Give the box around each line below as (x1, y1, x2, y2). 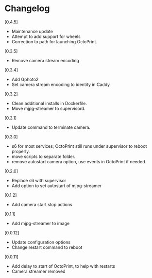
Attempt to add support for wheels (11, 34, 81, 39)
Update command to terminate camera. (11, 124, 91, 130)
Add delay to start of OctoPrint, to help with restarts (11, 263, 115, 269)
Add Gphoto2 (11, 76, 39, 82)
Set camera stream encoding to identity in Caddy (11, 81, 110, 87)
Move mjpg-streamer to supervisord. (11, 105, 85, 111)
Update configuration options (11, 239, 71, 245)
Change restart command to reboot (11, 244, 83, 250)
